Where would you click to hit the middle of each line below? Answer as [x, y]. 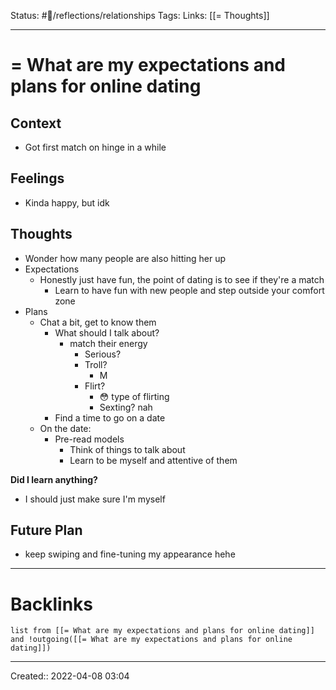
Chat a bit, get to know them [98, 322]
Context [36, 123]
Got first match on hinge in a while [95, 147]
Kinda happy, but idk [67, 202]
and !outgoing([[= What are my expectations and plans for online [151, 640]
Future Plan [46, 530]
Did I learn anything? [54, 479]
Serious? [103, 354]
